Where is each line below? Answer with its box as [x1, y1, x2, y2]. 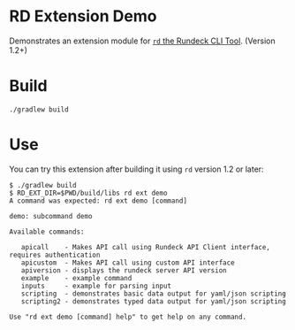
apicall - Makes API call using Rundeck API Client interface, [20, 242, 271, 251]
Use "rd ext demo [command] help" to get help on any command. [9, 312, 247, 321]
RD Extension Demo [9, 6, 157, 27]
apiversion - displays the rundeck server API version [20, 265, 227, 275]
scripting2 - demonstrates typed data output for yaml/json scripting [20, 296, 287, 306]
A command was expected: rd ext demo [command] [9, 196, 188, 205]
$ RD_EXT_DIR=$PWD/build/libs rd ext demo [9, 188, 168, 197]
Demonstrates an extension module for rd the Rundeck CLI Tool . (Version [9, 35, 276, 46]
